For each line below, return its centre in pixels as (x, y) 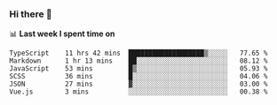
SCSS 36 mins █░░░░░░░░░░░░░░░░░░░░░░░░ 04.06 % (138, 77)
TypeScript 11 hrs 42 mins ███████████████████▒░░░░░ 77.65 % (138, 53)
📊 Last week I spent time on (62, 34)
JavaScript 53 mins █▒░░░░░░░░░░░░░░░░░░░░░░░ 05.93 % (138, 69)
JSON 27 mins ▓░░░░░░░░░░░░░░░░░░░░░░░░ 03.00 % (138, 84)
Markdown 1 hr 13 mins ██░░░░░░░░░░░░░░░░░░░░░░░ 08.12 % (138, 61)
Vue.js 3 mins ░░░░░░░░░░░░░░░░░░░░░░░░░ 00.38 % (138, 92)
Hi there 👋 (31, 14)
